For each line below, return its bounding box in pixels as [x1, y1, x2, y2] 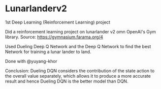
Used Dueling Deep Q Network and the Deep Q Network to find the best [5, 43, 151, 49]
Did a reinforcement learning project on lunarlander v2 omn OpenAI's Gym [5, 29, 156, 34]
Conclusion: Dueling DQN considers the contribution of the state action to [5, 67, 155, 74]
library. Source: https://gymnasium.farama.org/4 [5, 34, 103, 40]
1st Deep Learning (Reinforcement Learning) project [5, 19, 111, 25]
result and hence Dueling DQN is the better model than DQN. [5, 78, 129, 84]
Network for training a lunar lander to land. [5, 49, 92, 55]
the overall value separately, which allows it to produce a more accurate [5, 73, 151, 79]
